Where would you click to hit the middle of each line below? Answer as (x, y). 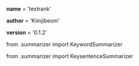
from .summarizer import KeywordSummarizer (65, 44)
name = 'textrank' (29, 9)
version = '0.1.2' (27, 32)
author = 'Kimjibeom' (33, 20)
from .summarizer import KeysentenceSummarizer (70, 56)
